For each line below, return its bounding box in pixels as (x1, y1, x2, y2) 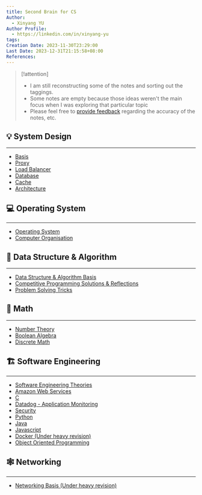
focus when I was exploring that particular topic (29, 101, 148, 109)
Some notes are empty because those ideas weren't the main (29, 95, 182, 102)
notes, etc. (29, 114, 57, 121)
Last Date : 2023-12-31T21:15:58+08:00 (6, 48, 103, 54)
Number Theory (14, 325, 55, 332)
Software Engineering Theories (14, 381, 93, 388)
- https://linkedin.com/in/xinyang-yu (11, 31, 109, 37)
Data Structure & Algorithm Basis (14, 274, 97, 281)
